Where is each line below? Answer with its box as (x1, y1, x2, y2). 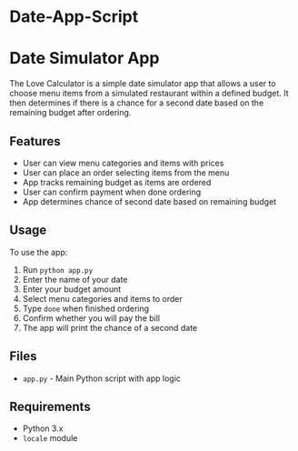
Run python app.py (22, 264, 94, 275)
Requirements (9, 398, 91, 415)
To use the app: (9, 246, 68, 257)
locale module (22, 433, 78, 444)
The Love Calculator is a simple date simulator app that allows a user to (9, 78, 276, 89)
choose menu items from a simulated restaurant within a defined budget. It (9, 88, 289, 99)
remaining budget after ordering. (9, 107, 132, 118)
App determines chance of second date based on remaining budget (22, 195, 277, 206)
